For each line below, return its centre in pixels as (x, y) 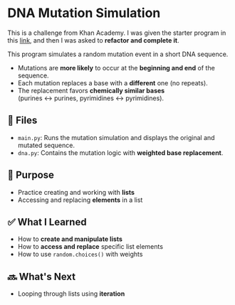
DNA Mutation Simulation (84, 13)
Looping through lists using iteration (71, 294)
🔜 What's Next (42, 276)
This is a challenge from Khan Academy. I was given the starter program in (117, 33)
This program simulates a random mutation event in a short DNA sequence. (118, 54)
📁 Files (22, 121)
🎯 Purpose (31, 175)
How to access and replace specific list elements (90, 247)
